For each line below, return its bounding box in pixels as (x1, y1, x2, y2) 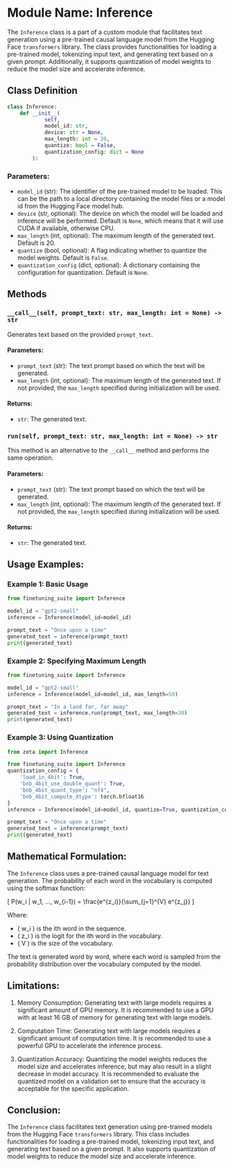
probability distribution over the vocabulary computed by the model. (7, 959, 202, 968)
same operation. (7, 453, 54, 462)
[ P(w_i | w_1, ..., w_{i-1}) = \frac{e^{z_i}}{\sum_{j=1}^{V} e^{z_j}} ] (7, 897, 195, 905)
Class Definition (7, 85, 78, 96)
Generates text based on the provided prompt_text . (7, 330, 154, 338)
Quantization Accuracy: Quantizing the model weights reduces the (17, 1055, 207, 1063)
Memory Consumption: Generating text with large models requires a (17, 998, 212, 1007)
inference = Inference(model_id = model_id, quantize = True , (7, 806, 178, 813)
